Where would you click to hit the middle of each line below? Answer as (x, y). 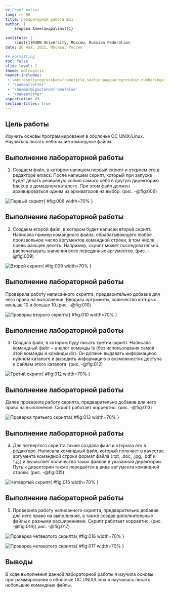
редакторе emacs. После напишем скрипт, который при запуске (82, 175)
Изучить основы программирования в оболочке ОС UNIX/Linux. (75, 136)
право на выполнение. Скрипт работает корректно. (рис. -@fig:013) (79, 408)
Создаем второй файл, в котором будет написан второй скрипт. (82, 229)
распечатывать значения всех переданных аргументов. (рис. (79, 251)
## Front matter (22, 10)
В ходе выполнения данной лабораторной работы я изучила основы (79, 574)
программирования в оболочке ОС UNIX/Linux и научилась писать (78, 579)
